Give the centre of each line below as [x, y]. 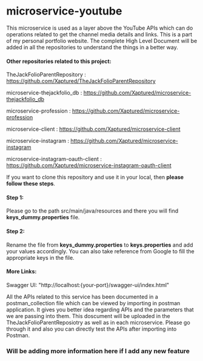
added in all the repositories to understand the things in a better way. [92, 47]
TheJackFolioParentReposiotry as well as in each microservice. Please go [98, 322]
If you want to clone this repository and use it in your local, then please [95, 177]
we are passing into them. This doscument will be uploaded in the [88, 316]
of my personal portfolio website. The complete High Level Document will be [102, 41]
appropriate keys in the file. [40, 257]
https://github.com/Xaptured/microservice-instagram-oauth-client [89, 165]
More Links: [22, 271]
